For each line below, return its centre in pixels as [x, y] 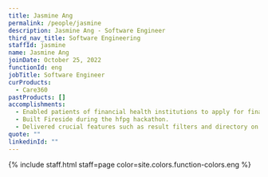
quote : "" [25, 134]
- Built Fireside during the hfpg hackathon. [93, 120]
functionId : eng [35, 68]
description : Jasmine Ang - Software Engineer [87, 30]
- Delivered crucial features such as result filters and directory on [137, 127]
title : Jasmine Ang [41, 16]
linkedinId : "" [33, 142]
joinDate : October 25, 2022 [55, 61]
